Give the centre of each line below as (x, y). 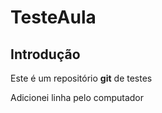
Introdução (45, 54)
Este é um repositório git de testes (81, 78)
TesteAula (53, 17)
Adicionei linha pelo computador (77, 97)
